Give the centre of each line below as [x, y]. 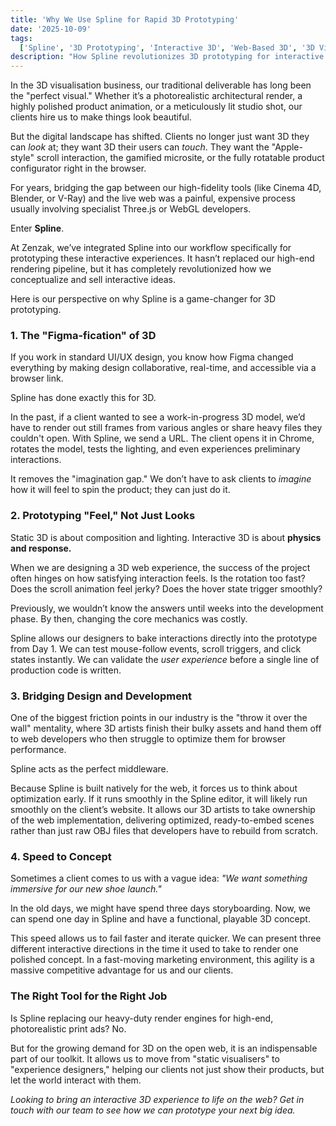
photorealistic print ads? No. [68, 1028]
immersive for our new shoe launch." [86, 889]
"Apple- [287, 147]
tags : [21, 38]
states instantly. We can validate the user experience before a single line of [165, 659]
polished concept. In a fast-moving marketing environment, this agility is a [162, 960]
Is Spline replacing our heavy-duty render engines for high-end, [142, 1018]
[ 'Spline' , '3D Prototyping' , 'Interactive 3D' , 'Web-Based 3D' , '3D [167, 47]
